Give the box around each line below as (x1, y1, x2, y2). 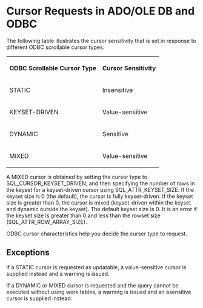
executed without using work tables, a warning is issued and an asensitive (6, 288, 191, 295)
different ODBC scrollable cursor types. (6, 44, 105, 51)
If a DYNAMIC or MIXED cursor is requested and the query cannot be (6, 281, 179, 289)
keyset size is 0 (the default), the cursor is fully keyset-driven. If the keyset (6, 192, 193, 200)
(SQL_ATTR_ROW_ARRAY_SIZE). (6, 218, 87, 225)
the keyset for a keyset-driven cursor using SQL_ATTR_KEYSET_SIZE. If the (6, 186, 195, 193)
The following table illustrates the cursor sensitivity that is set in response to (6, 37, 196, 44)
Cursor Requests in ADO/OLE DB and (6, 4, 195, 18)
